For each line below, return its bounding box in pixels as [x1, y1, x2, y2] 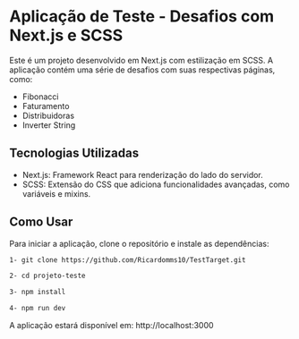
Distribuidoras [21, 110, 74, 121]
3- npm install [9, 288, 66, 297]
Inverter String [21, 119, 76, 131]
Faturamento [21, 100, 70, 111]
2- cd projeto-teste [9, 271, 87, 281]
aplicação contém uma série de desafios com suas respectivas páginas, [9, 64, 276, 75]
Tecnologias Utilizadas [9, 146, 140, 161]
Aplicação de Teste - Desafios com [9, 6, 275, 27]
